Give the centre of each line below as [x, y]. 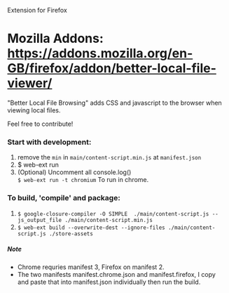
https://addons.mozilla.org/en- [100, 54]
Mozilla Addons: [55, 39]
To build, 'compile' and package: [64, 198]
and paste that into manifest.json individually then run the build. [109, 282]
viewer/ [30, 83]
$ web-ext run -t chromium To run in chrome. [83, 180]
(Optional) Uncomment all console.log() [74, 172]
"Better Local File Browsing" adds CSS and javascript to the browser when [114, 103]
